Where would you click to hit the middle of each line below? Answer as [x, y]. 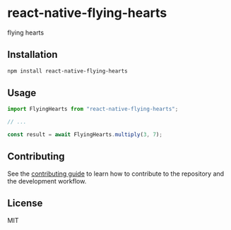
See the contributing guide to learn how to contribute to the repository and [116, 174]
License [25, 204]
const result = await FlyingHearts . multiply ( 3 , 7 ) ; [85, 135]
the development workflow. [47, 181]
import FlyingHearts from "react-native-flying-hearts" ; [93, 109]
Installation [32, 55]
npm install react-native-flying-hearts [68, 71]
